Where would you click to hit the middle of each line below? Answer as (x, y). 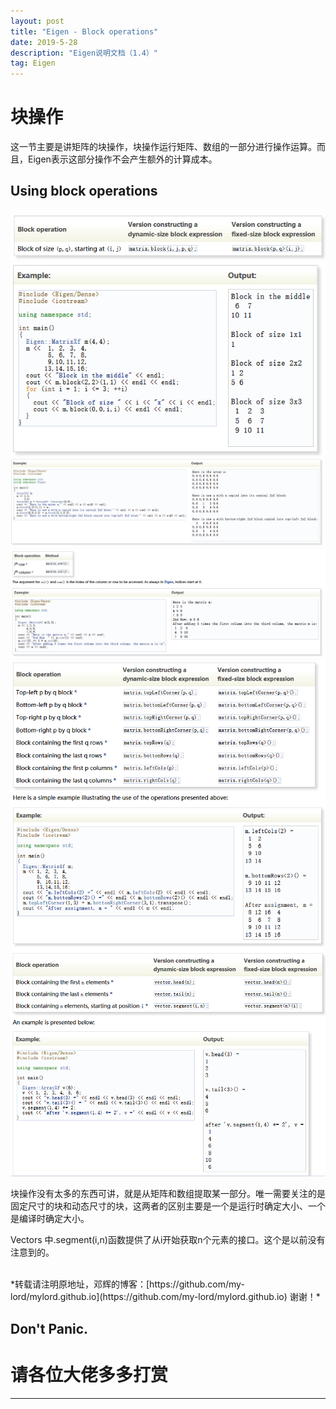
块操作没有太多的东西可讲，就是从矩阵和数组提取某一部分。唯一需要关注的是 (168, 1194)
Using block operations (84, 191)
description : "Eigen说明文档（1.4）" (84, 53)
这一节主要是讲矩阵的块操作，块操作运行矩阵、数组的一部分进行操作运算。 (163, 147)
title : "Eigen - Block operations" (84, 31)
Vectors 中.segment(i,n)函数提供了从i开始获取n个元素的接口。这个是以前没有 (168, 1240)
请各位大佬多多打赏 (89, 1375)
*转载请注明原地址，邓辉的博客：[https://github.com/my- (127, 1284)
